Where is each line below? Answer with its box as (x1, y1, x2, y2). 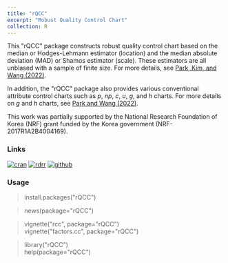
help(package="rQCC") (23, 248, 92, 256)
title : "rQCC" (7, 10, 48, 17)
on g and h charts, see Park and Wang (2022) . (7, 99, 139, 108)
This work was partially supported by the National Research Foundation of (7, 113, 218, 121)
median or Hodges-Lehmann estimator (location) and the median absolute (7, 49, 218, 57)
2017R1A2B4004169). (7, 127, 68, 135)
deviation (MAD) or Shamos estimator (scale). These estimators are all (7, 57, 207, 65)
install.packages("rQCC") (23, 193, 96, 201)
